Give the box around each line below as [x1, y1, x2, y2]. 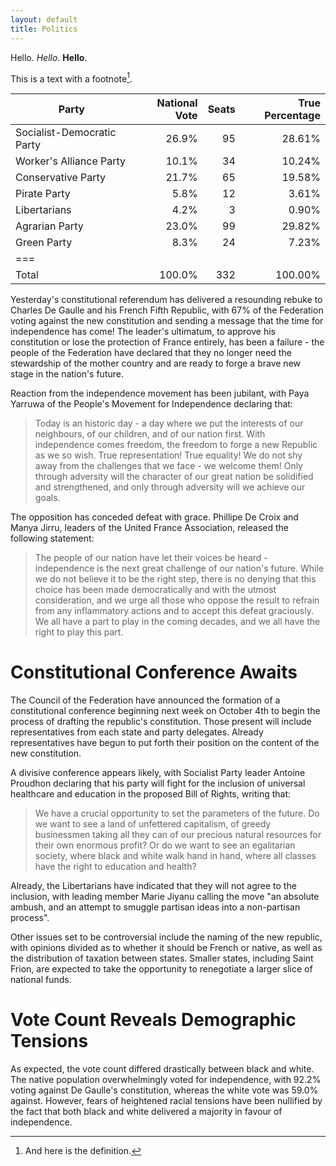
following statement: [10, 532, 95, 545]
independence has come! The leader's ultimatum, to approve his [10, 326, 277, 338]
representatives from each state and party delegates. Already [10, 726, 264, 738]
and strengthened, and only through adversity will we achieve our [34, 481, 306, 493]
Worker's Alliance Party [15, 154, 127, 168]
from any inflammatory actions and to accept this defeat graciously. [34, 605, 314, 617]
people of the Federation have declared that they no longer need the [10, 347, 292, 359]
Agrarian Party [15, 219, 84, 233]
